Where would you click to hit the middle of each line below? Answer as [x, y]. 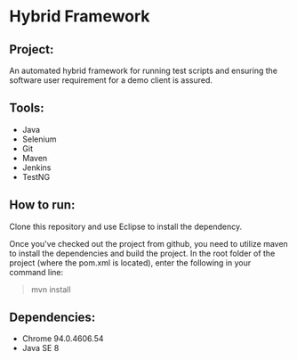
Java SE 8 [40, 348]
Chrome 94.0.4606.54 [63, 339]
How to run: [42, 205]
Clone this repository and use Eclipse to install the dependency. [126, 226]
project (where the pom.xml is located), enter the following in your [130, 262]
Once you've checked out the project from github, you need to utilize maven [149, 243]
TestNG [36, 176]
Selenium [39, 139]
